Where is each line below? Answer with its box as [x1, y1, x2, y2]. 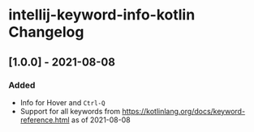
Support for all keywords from [19, 106, 121, 116]
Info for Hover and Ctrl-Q [19, 97, 105, 107]
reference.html [19, 115, 71, 125]
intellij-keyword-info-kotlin [8, 6, 196, 24]
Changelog [8, 23, 84, 41]
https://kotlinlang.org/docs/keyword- [122, 106, 246, 116]
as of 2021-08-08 [71, 115, 131, 125]
